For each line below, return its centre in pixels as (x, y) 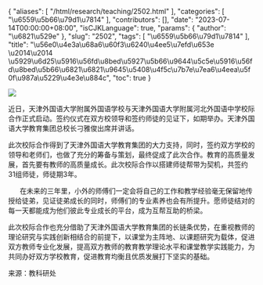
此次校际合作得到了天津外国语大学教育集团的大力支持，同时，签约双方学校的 (131, 145)
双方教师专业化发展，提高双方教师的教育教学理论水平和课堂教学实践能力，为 (131, 247)
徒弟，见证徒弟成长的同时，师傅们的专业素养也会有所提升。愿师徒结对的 (138, 200)
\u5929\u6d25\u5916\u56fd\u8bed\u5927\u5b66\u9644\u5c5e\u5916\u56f (130, 61)
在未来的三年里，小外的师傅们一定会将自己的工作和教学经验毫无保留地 (133, 191)
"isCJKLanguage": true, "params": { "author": (153, 28)
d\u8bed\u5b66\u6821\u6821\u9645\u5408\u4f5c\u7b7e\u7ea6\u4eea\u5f (130, 69)
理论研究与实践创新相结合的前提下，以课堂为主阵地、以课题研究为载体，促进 (131, 237)
